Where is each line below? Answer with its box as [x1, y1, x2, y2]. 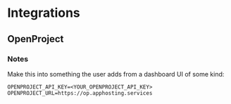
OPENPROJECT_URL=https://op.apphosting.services [7, 89, 153, 96]
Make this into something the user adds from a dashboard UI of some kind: [7, 70, 225, 78]
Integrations [7, 5, 81, 21]
